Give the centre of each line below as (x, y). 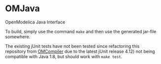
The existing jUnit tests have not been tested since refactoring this (72, 46)
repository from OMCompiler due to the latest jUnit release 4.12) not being (80, 51)
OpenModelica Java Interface (35, 22)
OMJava (23, 9)
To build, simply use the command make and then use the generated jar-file (81, 31)
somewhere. (18, 37)
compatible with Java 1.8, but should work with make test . (64, 56)
